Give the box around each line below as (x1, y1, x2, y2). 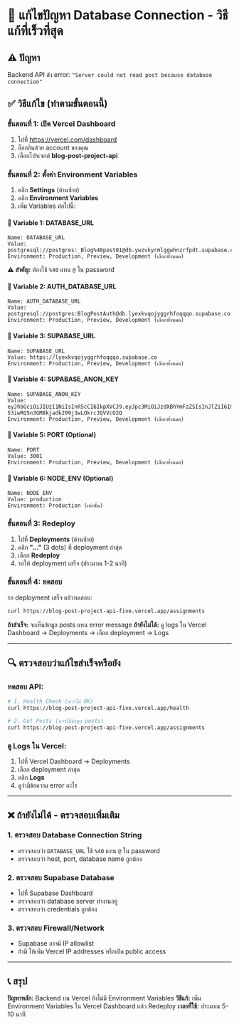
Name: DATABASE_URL (7, 234, 65, 241)
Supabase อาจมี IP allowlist (17, 939, 95, 948)
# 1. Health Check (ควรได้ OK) (7, 698, 94, 705)
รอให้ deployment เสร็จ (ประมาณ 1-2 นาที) (17, 559, 127, 568)
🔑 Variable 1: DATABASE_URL (7, 218, 95, 227)
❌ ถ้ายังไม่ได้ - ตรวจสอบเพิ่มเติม (7, 809, 119, 821)
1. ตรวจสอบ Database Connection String (7, 830, 142, 840)
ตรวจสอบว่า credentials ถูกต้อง (17, 905, 97, 914)
